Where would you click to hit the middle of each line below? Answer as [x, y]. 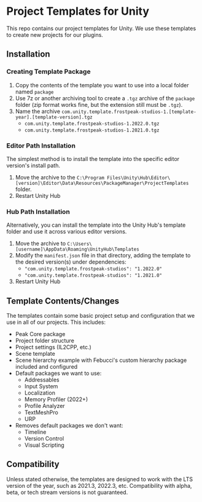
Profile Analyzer [45, 406]
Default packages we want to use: [58, 374]
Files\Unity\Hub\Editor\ [138, 178]
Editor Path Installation [41, 146]
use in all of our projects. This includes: [56, 322]
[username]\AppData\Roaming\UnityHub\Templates [77, 249]
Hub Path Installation [38, 211]
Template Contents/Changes [63, 301]
